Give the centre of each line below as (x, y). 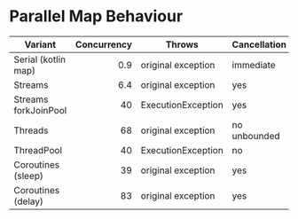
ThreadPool (38, 150)
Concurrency (104, 44)
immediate (254, 65)
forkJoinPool (40, 110)
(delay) (29, 201)
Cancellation (259, 44)
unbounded (256, 136)
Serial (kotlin (40, 59)
